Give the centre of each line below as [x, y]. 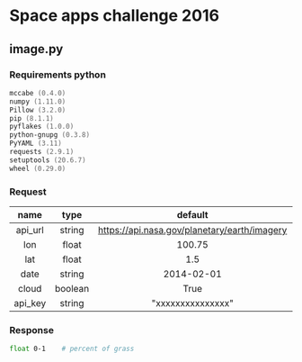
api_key [30, 303]
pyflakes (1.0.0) [42, 127]
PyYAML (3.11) [36, 144]
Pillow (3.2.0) [38, 110]
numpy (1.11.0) [38, 101]
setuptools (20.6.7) [48, 160]
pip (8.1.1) [31, 118]
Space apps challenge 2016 [115, 16]
